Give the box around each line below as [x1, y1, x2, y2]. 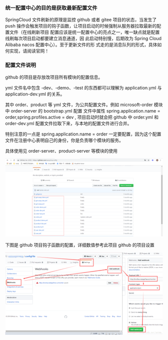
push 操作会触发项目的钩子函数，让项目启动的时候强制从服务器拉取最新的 [5, 23, 157, 29]
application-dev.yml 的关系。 [5, 91, 65, 97]
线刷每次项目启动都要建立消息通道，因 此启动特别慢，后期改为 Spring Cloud [5, 35, 161, 41]
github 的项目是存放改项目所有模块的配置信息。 [5, 74, 103, 80]
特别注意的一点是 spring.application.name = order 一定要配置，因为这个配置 [5, 131, 161, 137]
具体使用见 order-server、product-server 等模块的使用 [5, 147, 117, 153]
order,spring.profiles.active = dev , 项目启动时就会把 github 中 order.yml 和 [5, 114, 159, 120]
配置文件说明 [5, 61, 36, 68]
